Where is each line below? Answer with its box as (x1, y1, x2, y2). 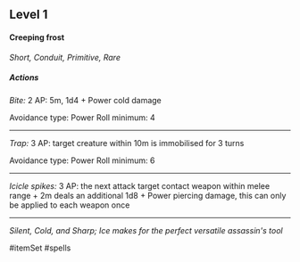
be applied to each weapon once (9, 200, 130, 210)
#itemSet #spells (9, 242, 71, 253)
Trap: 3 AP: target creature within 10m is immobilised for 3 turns (9, 137, 245, 148)
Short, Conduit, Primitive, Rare (9, 52, 121, 62)
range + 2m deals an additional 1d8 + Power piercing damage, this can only (9, 190, 287, 201)
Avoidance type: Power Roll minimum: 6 (9, 155, 155, 166)
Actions (9, 72, 39, 83)
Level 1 (9, 7, 48, 22)
